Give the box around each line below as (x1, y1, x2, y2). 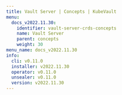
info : (6, 53, 19, 58)
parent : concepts (16, 36, 59, 42)
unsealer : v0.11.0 (11, 74, 57, 80)
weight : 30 (16, 42, 43, 48)
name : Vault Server (16, 31, 65, 37)
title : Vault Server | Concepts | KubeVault (6, 8, 117, 15)
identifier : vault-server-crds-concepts (16, 25, 117, 31)
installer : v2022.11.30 (11, 63, 69, 70)
